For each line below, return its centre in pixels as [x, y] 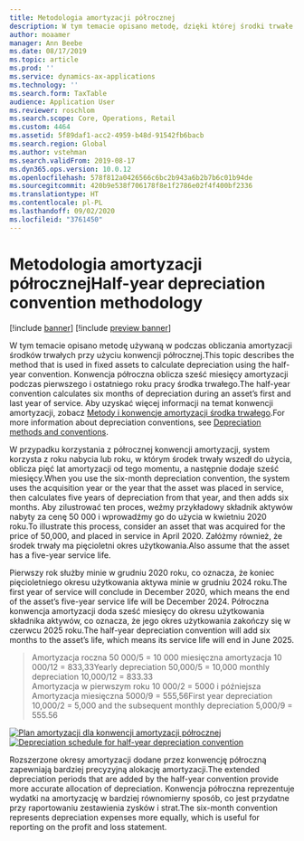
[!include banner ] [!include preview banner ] [90, 327]
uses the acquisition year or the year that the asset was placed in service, [147, 487]
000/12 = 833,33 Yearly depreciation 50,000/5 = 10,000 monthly [150, 666]
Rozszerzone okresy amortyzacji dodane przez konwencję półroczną [138, 760]
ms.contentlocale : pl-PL [56, 203]
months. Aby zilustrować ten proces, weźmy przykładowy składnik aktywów [151, 506]
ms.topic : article [44, 60]
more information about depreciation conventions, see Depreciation [135, 422]
